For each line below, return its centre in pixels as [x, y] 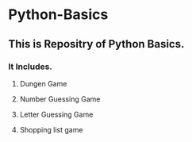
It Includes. [31, 67]
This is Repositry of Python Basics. [96, 44]
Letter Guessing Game [56, 114]
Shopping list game [51, 129]
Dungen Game [43, 83]
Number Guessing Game [60, 99]
